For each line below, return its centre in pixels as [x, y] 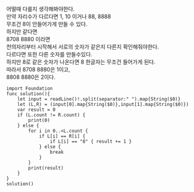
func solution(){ [28, 94]
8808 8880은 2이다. [31, 77]
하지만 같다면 [22, 31]
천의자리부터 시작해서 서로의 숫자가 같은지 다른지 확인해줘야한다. [83, 47]
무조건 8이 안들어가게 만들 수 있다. [47, 24]
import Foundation [29, 88]
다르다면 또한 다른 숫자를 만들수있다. [49, 54]
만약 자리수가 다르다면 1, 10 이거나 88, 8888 [59, 16]
